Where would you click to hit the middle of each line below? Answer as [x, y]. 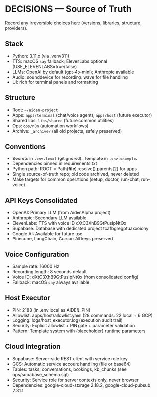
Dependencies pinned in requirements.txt [55, 164]
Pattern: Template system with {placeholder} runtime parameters [79, 331]
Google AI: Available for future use [47, 234]
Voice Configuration [37, 254]
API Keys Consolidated [41, 200]
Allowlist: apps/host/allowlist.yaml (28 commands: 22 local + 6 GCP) [82, 315]
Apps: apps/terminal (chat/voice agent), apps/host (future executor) [82, 115]
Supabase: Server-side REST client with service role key [70, 358]
